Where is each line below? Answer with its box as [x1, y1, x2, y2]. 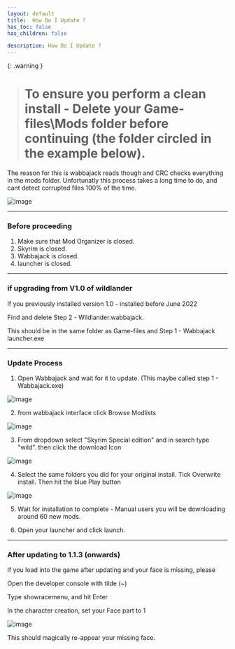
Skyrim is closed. [17, 244, 67, 253]
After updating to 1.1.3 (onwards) [7, 550, 121, 559]
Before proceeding [7, 221, 72, 231]
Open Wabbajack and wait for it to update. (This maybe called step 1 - [17, 374, 219, 382]
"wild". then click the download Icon [17, 442, 122, 452]
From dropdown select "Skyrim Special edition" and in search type [17, 435, 210, 444]
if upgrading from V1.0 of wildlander [7, 284, 133, 293]
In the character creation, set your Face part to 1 [7, 606, 146, 615]
